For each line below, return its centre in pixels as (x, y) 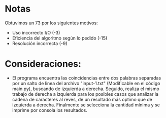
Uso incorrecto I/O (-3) (36, 32)
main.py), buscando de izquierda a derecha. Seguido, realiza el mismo (86, 89)
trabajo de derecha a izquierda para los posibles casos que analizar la (85, 94)
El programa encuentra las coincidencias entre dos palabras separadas (87, 78)
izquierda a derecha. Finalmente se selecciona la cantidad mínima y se (86, 105)
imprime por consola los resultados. (49, 110)
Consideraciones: (43, 64)
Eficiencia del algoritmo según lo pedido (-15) (60, 38)
